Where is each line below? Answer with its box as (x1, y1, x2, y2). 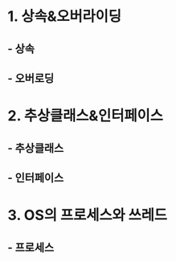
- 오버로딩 (7, 71, 55, 85)
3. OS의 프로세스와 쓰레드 (7, 206, 168, 225)
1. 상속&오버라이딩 (7, 7, 122, 26)
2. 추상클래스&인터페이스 (7, 107, 164, 125)
